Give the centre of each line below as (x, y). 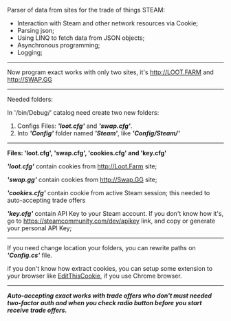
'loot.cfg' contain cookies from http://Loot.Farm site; (82, 166)
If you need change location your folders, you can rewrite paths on (101, 248)
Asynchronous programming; (58, 45)
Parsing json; (36, 31)
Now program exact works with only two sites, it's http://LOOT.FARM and (111, 72)
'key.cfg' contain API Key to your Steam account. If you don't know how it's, (115, 213)
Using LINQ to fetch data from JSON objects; (81, 38)
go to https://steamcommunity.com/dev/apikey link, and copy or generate (111, 221)
